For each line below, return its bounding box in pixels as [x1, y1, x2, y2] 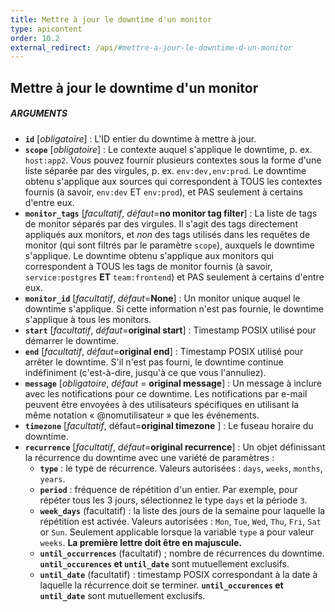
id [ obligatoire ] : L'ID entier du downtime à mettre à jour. [24, 132, 257, 145]
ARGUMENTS [10, 107, 68, 120]
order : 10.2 [10, 33, 60, 43]
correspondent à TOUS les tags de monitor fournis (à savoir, [24, 260, 273, 272]
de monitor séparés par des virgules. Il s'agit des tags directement [24, 217, 298, 230]
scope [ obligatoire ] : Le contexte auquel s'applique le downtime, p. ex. [24, 143, 313, 155]
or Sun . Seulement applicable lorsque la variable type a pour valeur [39, 526, 315, 538]
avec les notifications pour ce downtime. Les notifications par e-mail [24, 387, 308, 400]
